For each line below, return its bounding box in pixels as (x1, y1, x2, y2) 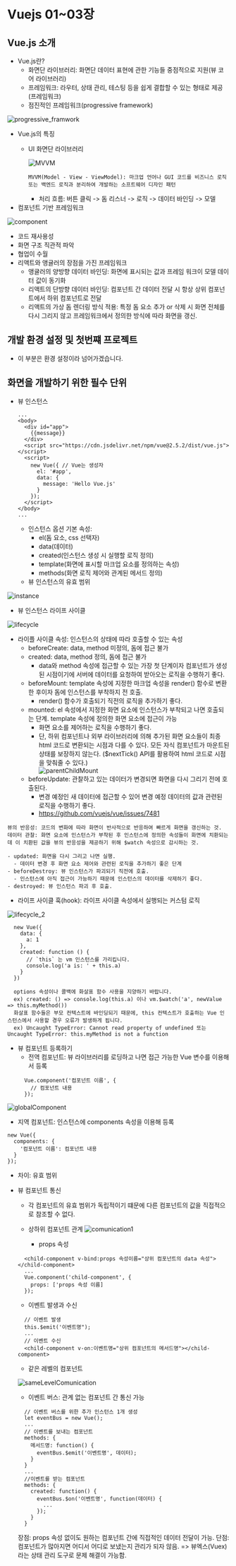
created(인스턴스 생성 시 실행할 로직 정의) (38, 551, 154, 559)
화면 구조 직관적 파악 (17, 241, 75, 249)
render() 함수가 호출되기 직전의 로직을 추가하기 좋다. (38, 696, 183, 705)
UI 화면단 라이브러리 (27, 145, 84, 153)
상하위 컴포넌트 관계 (27, 1224, 83, 1233)
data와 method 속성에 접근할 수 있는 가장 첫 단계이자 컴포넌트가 (38, 661, 215, 669)
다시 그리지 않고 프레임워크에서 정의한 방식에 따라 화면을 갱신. (27, 311, 197, 320)
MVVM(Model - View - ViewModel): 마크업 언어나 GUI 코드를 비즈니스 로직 (27, 174, 228, 181)
